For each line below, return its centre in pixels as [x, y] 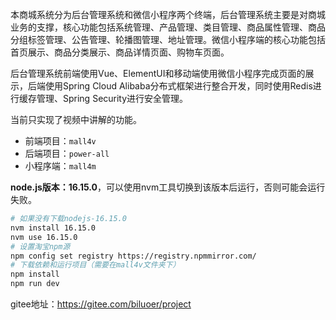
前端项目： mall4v [60, 141]
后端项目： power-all [67, 153]
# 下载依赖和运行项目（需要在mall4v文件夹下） [95, 265]
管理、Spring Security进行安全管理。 [112, 98]
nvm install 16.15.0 [53, 228]
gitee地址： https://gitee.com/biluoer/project [101, 304]
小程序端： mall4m [60, 166]
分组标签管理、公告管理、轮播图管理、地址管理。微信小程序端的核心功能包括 [168, 39]
